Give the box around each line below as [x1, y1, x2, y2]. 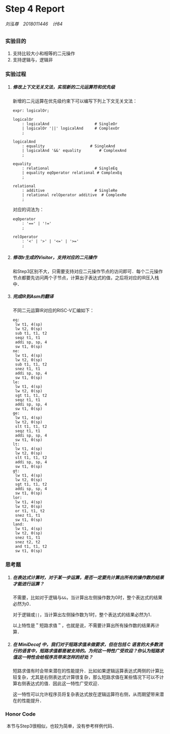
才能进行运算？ [12, 581, 44, 587]
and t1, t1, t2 [15, 544, 47, 549]
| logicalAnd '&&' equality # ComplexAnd [22, 148, 127, 153]
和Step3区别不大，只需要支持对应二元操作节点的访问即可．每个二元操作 [12, 268, 163, 274]
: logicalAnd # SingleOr [22, 121, 118, 126]
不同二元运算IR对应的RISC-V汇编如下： [12, 307, 94, 313]
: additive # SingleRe [22, 188, 118, 193]
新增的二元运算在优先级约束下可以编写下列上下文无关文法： [12, 97, 138, 104]
